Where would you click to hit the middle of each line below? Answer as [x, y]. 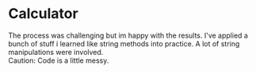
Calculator [43, 14]
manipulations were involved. [56, 52]
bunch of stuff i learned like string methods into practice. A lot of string [124, 43]
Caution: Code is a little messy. [59, 60]
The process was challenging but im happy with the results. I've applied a [128, 35]
